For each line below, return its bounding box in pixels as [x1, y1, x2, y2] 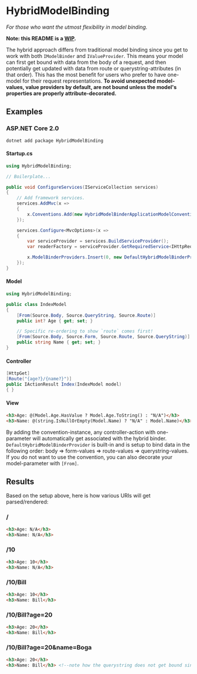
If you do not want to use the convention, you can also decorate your [6, 453, 173, 461]
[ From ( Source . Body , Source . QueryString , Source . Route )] [16, 312, 157, 318]
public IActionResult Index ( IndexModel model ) [6, 381, 122, 387]
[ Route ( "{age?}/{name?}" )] [6, 376, 72, 382]
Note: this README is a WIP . [6, 35, 76, 42]
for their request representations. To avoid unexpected [22, 77, 157, 84]
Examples [6, 107, 43, 117]
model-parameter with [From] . [6, 459, 79, 467]
